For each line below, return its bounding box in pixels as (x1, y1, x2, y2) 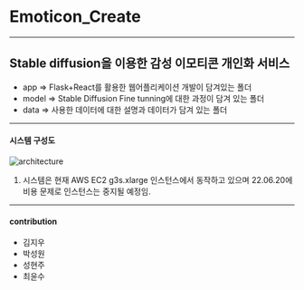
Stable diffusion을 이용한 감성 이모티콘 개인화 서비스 (9, 56, 290, 72)
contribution (9, 216, 57, 227)
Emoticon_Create (9, 6, 142, 27)
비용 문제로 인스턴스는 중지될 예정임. (22, 186, 151, 197)
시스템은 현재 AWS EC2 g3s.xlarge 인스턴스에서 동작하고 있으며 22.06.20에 (22, 174, 293, 185)
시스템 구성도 (9, 135, 56, 146)
